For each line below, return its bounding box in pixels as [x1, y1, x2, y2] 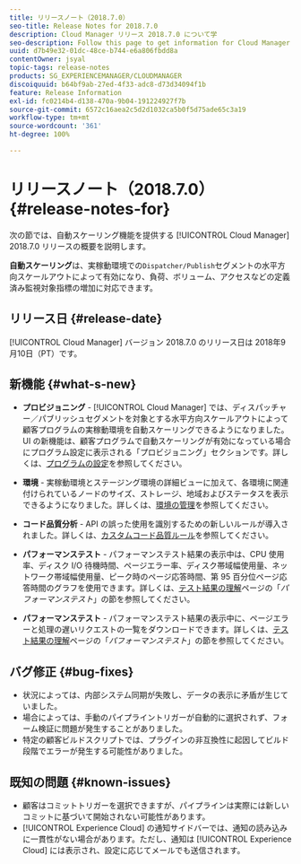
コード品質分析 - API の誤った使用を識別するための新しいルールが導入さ [21, 519, 289, 529]
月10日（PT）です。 [9, 347, 82, 359]
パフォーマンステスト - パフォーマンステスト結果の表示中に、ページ [21, 613, 273, 624]
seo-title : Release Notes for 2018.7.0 [9, 22, 159, 31]
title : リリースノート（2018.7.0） [9, 13, 130, 22]
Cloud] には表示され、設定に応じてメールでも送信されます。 [21, 845, 245, 856]
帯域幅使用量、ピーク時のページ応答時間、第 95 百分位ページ [53, 572, 280, 582]
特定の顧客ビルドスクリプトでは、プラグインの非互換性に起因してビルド [21, 735, 289, 746]
